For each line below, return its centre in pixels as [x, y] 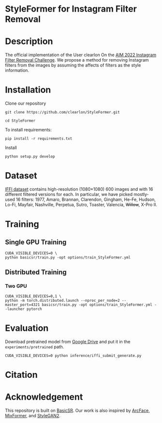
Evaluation [27, 328]
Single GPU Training [36, 242]
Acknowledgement [44, 397]
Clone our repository [26, 103]
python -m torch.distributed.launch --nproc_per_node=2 [62, 300]
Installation [28, 90]
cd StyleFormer [20, 121]
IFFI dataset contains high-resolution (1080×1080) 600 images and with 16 [79, 189]
